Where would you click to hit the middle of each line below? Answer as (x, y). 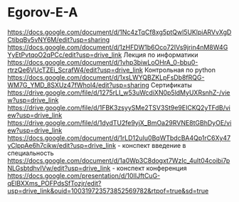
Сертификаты (171, 85)
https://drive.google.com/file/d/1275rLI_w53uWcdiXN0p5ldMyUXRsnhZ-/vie (119, 92)
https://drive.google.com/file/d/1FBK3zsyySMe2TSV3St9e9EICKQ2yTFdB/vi (119, 107)
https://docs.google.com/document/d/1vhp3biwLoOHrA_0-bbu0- (103, 62)
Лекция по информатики (161, 55)
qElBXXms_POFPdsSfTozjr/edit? (54, 183)
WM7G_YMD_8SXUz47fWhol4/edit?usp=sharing (78, 85)
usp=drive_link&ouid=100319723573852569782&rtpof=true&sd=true (108, 191)
